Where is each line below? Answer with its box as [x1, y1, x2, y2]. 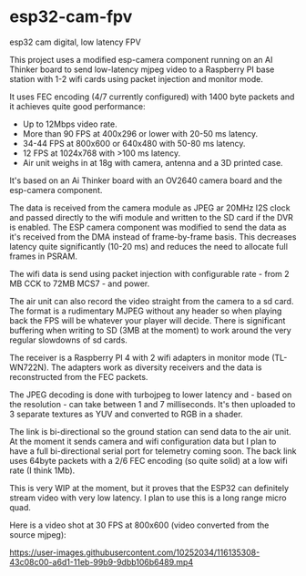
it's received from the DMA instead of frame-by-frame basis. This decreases [9, 231, 297, 242]
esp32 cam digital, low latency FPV [9, 36, 141, 47]
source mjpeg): [9, 529, 66, 540]
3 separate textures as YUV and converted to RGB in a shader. [9, 408, 243, 419]
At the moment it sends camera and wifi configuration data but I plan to [9, 436, 277, 447]
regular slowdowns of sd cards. [9, 334, 127, 345]
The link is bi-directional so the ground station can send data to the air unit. [9, 426, 291, 437]
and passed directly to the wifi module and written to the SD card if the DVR [9, 211, 294, 222]
